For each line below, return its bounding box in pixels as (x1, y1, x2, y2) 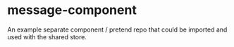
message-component (7, 2, 137, 18)
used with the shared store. (7, 32, 87, 41)
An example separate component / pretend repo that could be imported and (7, 25, 228, 34)
